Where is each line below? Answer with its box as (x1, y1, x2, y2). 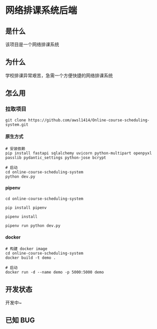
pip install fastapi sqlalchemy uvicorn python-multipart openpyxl (5, 150, 152, 156)
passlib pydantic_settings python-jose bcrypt (5, 155, 106, 160)
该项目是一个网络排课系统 (5, 42, 59, 47)
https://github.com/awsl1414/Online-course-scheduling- (28, 118, 150, 123)
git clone (5, 118, 27, 123)
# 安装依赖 (5, 146, 26, 151)
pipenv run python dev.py (5, 223, 60, 228)
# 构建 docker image (5, 246, 48, 251)
